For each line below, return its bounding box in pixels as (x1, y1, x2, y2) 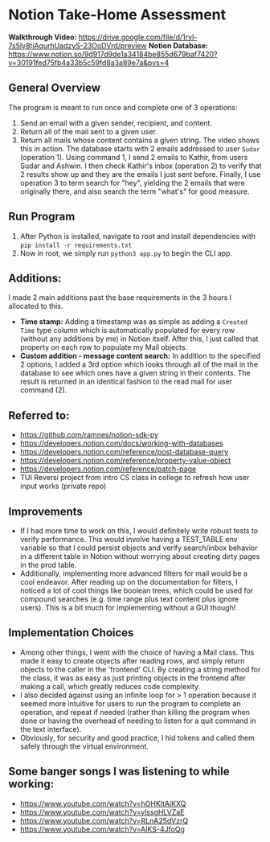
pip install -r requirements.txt (19, 241, 133, 249)
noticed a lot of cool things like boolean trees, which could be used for (19, 585, 254, 595)
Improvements (8, 504, 83, 518)
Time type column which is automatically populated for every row (19, 326, 235, 335)
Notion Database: (148, 40, 209, 50)
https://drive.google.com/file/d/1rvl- (78, 32, 198, 42)
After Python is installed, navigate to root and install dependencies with (19, 231, 256, 240)
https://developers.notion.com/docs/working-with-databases (19, 438, 223, 448)
